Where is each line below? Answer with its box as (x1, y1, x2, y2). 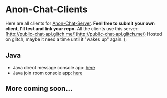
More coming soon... (5, 84, 73, 93)
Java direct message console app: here (12, 64, 95, 70)
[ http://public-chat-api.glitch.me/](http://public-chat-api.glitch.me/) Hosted (5, 31, 162, 37)
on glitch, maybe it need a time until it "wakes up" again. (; (5, 36, 127, 42)
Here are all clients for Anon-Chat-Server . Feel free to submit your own (5, 20, 155, 26)
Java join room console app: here (12, 70, 83, 76)
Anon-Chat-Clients (5, 4, 88, 15)
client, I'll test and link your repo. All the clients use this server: (5, 25, 139, 31)
